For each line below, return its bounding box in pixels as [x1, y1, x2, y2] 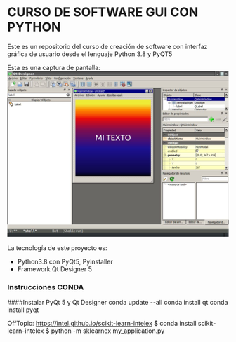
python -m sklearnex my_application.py [51, 327, 165, 335]
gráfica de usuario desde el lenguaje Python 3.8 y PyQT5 [7, 50, 173, 58]
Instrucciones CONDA [7, 282, 84, 292]
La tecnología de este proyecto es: [7, 243, 107, 252]
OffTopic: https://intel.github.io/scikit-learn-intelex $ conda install [7, 320, 197, 328]
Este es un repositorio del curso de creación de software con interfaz [7, 42, 208, 50]
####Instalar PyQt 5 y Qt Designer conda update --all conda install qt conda [7, 299, 228, 307]
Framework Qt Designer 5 [17, 264, 93, 273]
